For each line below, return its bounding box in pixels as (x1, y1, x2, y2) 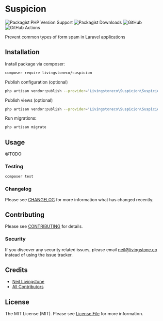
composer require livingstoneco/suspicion (5, 70, 92, 75)
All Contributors (12, 284, 44, 289)
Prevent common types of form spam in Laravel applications (5, 34, 126, 40)
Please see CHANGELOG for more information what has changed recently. (5, 196, 154, 202)
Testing (5, 163, 23, 170)
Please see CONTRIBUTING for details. (5, 224, 83, 229)
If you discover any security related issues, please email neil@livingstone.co (5, 246, 158, 253)
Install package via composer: (5, 61, 65, 66)
